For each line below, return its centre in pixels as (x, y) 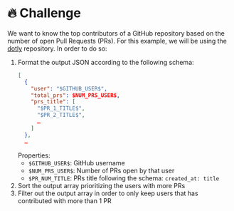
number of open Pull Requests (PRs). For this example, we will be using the (117, 41)
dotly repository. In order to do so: (58, 48)
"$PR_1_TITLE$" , (61, 108)
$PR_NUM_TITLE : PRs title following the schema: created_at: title (124, 178)
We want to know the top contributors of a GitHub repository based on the (116, 33)
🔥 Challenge (44, 13)
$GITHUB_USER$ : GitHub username (77, 163)
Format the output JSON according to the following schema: (106, 62)
